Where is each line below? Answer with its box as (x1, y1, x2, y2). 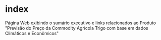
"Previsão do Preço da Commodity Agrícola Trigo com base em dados (5, 25, 149, 31)
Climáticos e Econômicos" (5, 30, 59, 36)
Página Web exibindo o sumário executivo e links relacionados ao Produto (5, 20, 156, 26)
